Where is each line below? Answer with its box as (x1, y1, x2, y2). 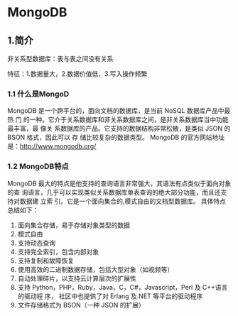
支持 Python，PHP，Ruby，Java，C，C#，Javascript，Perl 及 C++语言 (17, 283, 228, 291)
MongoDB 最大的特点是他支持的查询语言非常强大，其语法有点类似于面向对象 (7, 179, 232, 187)
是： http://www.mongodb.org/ (7, 142, 97, 151)
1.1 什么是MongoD (7, 89, 70, 99)
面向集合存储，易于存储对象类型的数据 (17, 221, 130, 229)
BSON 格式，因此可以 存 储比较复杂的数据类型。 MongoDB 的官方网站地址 (7, 133, 225, 142)
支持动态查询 (17, 239, 55, 247)
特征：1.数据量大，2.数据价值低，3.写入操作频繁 (7, 70, 148, 78)
